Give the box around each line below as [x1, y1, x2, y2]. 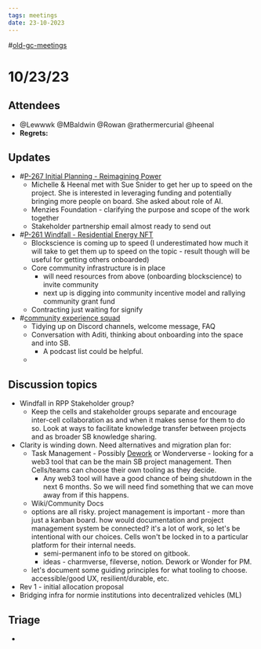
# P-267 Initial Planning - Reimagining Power [19, 172, 162, 181]
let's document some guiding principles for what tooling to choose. [31, 566, 248, 575]
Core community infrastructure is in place [31, 264, 166, 273]
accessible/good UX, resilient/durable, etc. [31, 574, 170, 583]
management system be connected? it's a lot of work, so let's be [31, 523, 241, 534]
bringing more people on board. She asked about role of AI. [31, 197, 223, 206]
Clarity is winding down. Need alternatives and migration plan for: [19, 440, 231, 450]
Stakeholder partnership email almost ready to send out [31, 221, 212, 232]
